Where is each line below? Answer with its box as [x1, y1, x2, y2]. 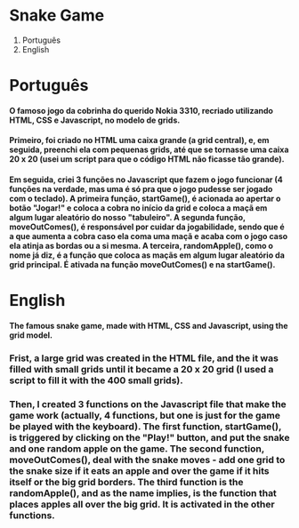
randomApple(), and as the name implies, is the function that [9, 486, 278, 499]
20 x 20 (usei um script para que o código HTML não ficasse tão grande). [9, 154, 285, 164]
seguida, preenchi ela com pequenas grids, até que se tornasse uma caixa [9, 144, 289, 156]
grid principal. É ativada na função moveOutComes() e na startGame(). [9, 259, 276, 269]
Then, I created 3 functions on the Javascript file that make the [9, 397, 287, 410]
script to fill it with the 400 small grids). [9, 374, 184, 387]
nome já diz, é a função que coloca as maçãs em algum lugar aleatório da [9, 250, 285, 260]
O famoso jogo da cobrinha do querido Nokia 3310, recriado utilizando [9, 105, 274, 116]
